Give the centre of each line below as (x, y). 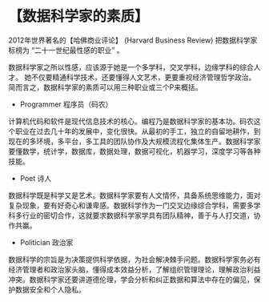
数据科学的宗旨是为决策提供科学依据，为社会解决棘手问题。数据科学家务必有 (134, 259)
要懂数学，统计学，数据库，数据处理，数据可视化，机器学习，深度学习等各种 (134, 151)
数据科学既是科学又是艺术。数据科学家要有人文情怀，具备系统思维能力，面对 (134, 195)
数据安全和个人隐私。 (50, 289)
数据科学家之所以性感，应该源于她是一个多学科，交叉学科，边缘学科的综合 (131, 67)
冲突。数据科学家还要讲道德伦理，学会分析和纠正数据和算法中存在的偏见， (131, 279)
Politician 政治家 (46, 242)
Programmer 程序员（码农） (66, 104)
